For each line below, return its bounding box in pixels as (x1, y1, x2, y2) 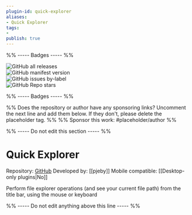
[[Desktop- (158, 167, 185, 174)
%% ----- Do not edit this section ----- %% (6, 128, 111, 135)
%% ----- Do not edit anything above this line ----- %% (6, 202, 141, 209)
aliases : (6, 14, 27, 20)
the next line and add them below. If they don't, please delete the (6, 110, 162, 117)
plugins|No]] (17, 173, 48, 181)
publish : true (6, 36, 41, 41)
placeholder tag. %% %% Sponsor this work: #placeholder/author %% (6, 117, 177, 123)
